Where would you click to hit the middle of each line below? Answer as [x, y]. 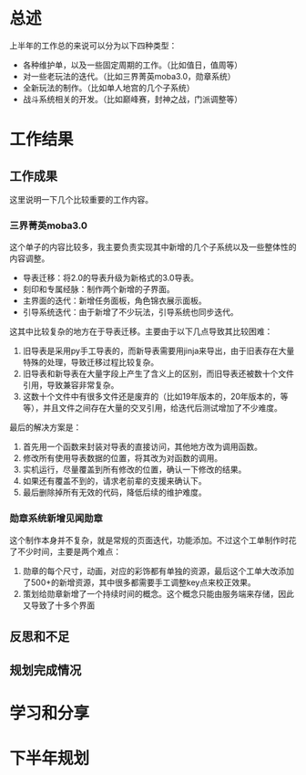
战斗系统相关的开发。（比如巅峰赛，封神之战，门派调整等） [133, 99]
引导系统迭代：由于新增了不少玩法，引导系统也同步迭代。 [130, 312]
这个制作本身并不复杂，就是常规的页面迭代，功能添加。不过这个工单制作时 [149, 539]
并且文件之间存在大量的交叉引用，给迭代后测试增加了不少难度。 [162, 408]
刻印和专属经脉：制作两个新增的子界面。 [98, 289]
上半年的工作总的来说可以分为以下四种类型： [93, 45]
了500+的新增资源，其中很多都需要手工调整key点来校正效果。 [139, 582]
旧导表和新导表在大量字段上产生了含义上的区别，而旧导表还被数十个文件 [158, 374]
